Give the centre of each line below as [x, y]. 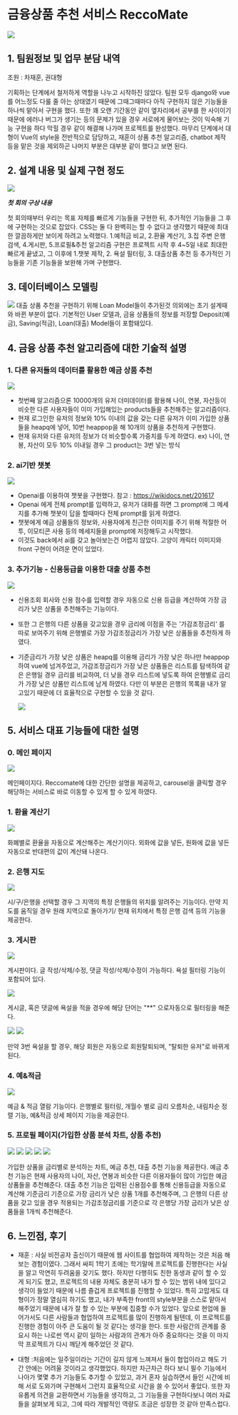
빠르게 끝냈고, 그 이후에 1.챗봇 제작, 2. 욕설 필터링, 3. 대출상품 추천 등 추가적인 [115, 253]
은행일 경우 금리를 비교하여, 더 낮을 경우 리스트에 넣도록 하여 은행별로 [121, 675]
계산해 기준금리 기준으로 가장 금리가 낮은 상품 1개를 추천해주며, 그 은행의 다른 [114, 1194]
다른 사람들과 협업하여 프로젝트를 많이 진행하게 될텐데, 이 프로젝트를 [137, 1317]
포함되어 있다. [27, 980]
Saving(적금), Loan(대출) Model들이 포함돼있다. [86, 323]
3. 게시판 [22, 940]
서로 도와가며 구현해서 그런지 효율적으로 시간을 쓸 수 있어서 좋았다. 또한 [124, 1386]
